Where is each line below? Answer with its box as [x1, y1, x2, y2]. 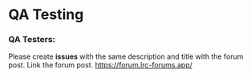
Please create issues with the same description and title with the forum [8, 52, 244, 61]
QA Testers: [8, 34, 56, 45]
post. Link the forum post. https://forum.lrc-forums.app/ [8, 60, 192, 70]
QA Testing [8, 6, 84, 24]
